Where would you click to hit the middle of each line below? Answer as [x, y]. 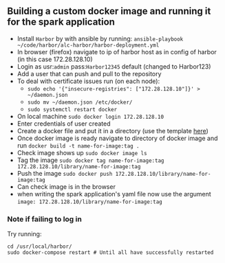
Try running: [24, 234]
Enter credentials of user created [64, 124]
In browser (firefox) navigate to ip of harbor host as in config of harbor [117, 52]
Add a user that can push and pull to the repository [89, 73]
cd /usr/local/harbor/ [40, 247]
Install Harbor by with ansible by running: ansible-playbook [100, 38]
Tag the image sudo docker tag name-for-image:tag [90, 160]
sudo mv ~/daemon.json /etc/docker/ [80, 102]
